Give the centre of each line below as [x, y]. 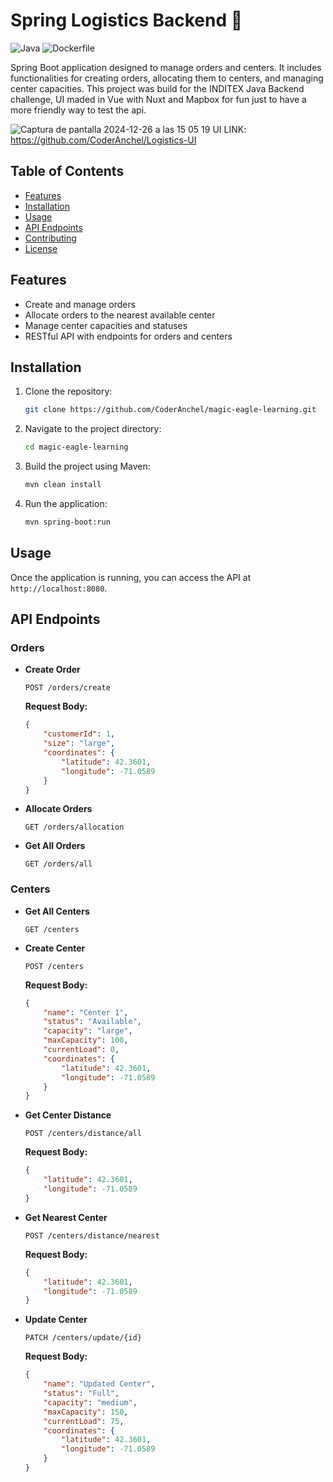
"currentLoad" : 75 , [84, 1421]
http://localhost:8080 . [59, 588]
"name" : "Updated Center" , [99, 1384]
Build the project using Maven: [87, 466]
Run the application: [66, 503]
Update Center [56, 1320]
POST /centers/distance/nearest [92, 1235]
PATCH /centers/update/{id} [83, 1338]
